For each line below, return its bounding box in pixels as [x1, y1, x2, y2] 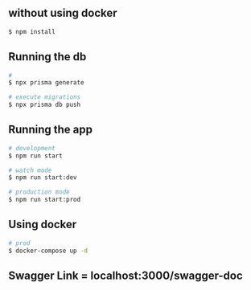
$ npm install [8, 27, 56, 35]
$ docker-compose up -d [8, 247, 88, 255]
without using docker [8, 6, 118, 20]
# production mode [8, 188, 70, 196]
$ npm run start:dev [8, 174, 78, 182]
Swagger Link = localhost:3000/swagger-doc [8, 269, 243, 283]
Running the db [8, 50, 87, 63]
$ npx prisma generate [8, 79, 84, 87]
